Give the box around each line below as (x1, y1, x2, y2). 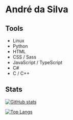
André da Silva (5, 4, 69, 15)
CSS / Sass (12, 54, 37, 60)
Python (12, 43, 28, 49)
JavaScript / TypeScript (12, 59, 63, 65)
